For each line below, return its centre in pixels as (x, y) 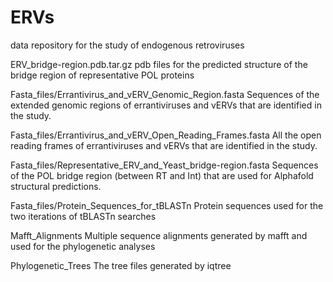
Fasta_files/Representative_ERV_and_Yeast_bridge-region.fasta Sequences (164, 165)
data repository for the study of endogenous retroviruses (127, 45)
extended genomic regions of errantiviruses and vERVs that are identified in (166, 105)
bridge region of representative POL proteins (102, 75)
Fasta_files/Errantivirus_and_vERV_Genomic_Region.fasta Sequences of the (165, 94)
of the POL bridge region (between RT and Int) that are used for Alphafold (162, 175)
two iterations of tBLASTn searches (83, 216)
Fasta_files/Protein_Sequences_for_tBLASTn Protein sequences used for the (167, 205)
